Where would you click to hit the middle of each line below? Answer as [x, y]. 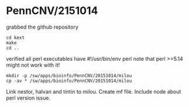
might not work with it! [33, 65]
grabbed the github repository [42, 27]
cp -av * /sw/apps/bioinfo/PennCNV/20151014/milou [69, 81]
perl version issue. [28, 98]
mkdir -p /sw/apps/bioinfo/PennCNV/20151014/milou [69, 75]
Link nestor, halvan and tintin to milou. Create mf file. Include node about [94, 91]
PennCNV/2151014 [52, 11]
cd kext [16, 37]
